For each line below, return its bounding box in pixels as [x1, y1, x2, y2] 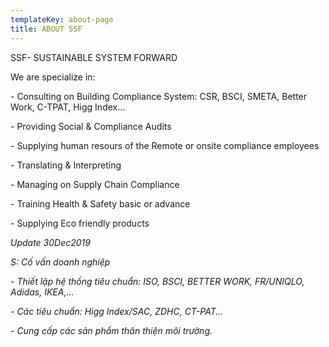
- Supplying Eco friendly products [10, 217, 150, 229]
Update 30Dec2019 [10, 236, 91, 248]
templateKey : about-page [10, 14, 114, 25]
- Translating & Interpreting [10, 159, 122, 171]
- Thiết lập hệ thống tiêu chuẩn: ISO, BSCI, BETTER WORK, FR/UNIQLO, [10, 275, 305, 287]
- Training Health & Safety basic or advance [10, 197, 191, 210]
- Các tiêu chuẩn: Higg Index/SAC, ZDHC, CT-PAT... [10, 305, 224, 317]
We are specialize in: [10, 71, 96, 83]
